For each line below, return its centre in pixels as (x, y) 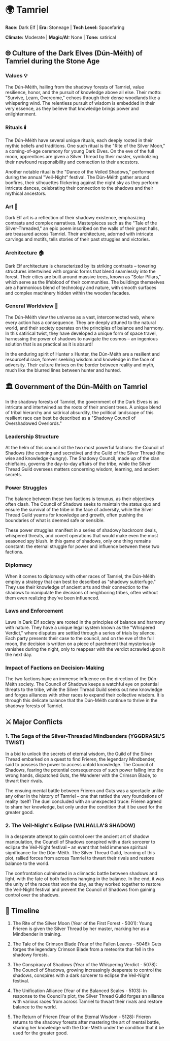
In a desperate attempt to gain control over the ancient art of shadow (77, 836)
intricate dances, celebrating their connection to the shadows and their (79, 188)
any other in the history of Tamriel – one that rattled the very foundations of (84, 796)
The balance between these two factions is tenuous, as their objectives (80, 499)
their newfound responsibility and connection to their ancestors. (72, 162)
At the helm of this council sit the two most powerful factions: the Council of (85, 447)
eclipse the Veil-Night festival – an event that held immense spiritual (76, 847)
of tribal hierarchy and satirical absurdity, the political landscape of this (79, 412)
